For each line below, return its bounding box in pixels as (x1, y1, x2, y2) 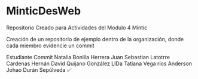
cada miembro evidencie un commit (6, 42, 95, 49)
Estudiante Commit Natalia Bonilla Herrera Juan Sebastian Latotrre (6, 53, 170, 60)
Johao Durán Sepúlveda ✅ (6, 66, 72, 73)
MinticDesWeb (6, 4, 81, 18)
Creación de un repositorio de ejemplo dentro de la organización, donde (6, 35, 184, 42)
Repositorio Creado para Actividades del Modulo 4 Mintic (6, 24, 148, 31)
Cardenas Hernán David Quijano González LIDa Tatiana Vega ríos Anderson (6, 60, 193, 67)
